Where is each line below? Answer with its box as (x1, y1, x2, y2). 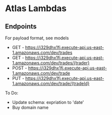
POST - (12, 65, 27, 71)
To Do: (5, 90, 19, 96)
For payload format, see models (5, 35, 69, 41)
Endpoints (5, 22, 37, 31)
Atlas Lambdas (5, 3, 67, 14)
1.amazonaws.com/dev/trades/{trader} (12, 60, 90, 66)
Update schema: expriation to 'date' (12, 99, 84, 105)
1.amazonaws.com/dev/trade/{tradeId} (12, 81, 90, 86)
